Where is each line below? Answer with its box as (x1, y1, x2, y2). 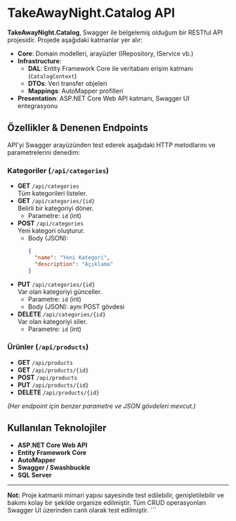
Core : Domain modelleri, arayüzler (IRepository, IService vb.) (17, 49, 194, 58)
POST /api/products (17, 373, 78, 381)
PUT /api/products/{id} (17, 380, 89, 389)
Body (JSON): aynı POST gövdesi (27, 302, 125, 311)
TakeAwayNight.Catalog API (7, 5, 176, 21)
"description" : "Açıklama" (34, 260, 114, 268)
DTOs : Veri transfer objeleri (27, 79, 107, 87)
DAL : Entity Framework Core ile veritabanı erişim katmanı (27, 64, 193, 72)
